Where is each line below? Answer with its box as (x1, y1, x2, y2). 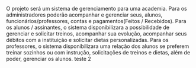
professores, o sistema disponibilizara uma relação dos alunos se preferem (6, 43, 189, 50)
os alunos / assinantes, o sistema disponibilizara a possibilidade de (6, 24, 170, 31)
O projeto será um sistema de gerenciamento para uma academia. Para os (6, 5, 188, 12)
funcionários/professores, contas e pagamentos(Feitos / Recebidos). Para (6, 18, 187, 24)
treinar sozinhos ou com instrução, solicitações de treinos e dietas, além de (6, 49, 191, 56)
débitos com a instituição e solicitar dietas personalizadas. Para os (6, 37, 169, 43)
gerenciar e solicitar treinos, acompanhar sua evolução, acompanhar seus (6, 30, 187, 37)
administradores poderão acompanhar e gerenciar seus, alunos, (6, 11, 163, 18)
